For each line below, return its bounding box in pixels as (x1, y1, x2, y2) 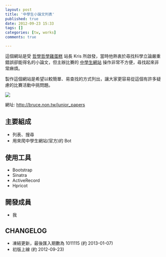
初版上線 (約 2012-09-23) (12, 247, 64, 253)
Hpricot (12, 183, 28, 189)
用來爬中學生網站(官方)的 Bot (12, 137, 72, 143)
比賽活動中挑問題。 (13, 82, 53, 88)
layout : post (5, 7, 32, 12)
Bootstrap (12, 167, 33, 173)
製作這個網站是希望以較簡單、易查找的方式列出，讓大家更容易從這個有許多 (5, 76, 157, 82)
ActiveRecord (12, 177, 41, 183)
